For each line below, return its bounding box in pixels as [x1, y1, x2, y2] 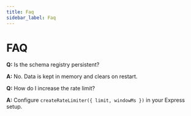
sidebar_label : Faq [6, 15, 56, 21]
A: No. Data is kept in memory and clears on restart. [6, 73, 138, 80]
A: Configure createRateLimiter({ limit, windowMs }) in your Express [6, 96, 185, 104]
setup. [6, 103, 23, 111]
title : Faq [6, 9, 34, 15]
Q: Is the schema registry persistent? [6, 61, 100, 68]
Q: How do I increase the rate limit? [6, 85, 95, 92]
